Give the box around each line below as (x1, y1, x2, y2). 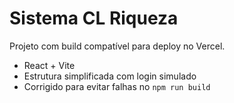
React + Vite (23, 59, 76, 71)
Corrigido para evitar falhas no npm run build (23, 80, 211, 92)
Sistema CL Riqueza (9, 7, 179, 30)
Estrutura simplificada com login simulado (23, 70, 197, 82)
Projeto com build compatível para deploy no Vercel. (9, 40, 226, 52)
